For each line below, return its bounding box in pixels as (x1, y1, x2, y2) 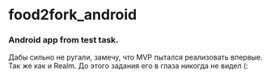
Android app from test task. (8, 35, 119, 46)
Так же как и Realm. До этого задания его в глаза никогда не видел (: (8, 61, 248, 71)
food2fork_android (8, 6, 138, 24)
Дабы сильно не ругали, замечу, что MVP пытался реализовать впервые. (8, 52, 263, 62)
